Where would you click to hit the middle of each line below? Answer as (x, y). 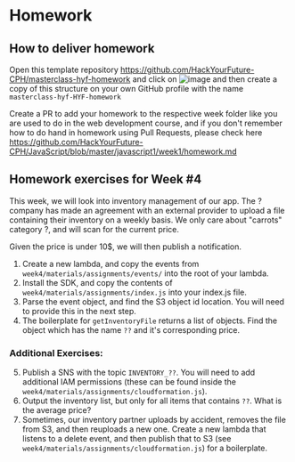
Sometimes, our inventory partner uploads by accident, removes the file (154, 420)
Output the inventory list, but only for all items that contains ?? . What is (152, 401)
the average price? (57, 410)
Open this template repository (64, 69)
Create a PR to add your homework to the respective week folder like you (143, 113)
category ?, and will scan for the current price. (94, 229)
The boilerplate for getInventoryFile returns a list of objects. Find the (150, 320)
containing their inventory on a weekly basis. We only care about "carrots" (146, 220)
